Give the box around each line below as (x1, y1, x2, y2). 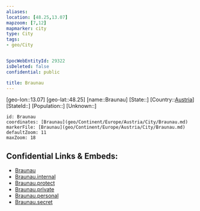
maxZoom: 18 (6, 135, 36, 141)
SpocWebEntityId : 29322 (6, 58, 66, 64)
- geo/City (6, 42, 33, 48)
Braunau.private (14, 186, 55, 193)
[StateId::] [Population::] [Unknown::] (6, 103, 97, 110)
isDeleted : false (6, 63, 50, 69)
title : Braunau (6, 80, 44, 86)
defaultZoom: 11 (6, 129, 47, 136)
